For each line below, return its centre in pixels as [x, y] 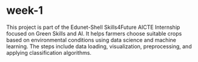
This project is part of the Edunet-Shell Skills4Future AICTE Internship [93, 27]
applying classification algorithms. [49, 52]
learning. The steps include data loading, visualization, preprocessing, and [99, 46]
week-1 [25, 11]
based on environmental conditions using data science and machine [91, 40]
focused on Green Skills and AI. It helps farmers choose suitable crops [94, 33]
